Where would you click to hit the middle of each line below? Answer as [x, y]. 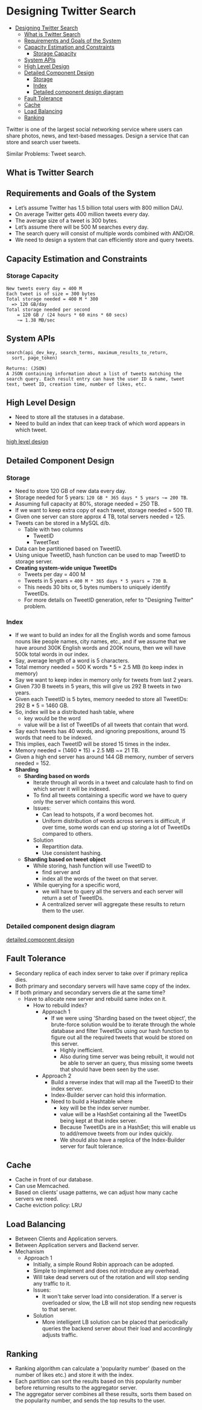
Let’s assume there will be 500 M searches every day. [82, 227]
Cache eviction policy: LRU [49, 1205]
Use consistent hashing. [72, 853]
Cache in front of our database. [54, 1180]
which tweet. [31, 430]
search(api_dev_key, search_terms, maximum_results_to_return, [87, 352]
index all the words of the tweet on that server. [100, 878]
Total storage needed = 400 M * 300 [52, 299]
